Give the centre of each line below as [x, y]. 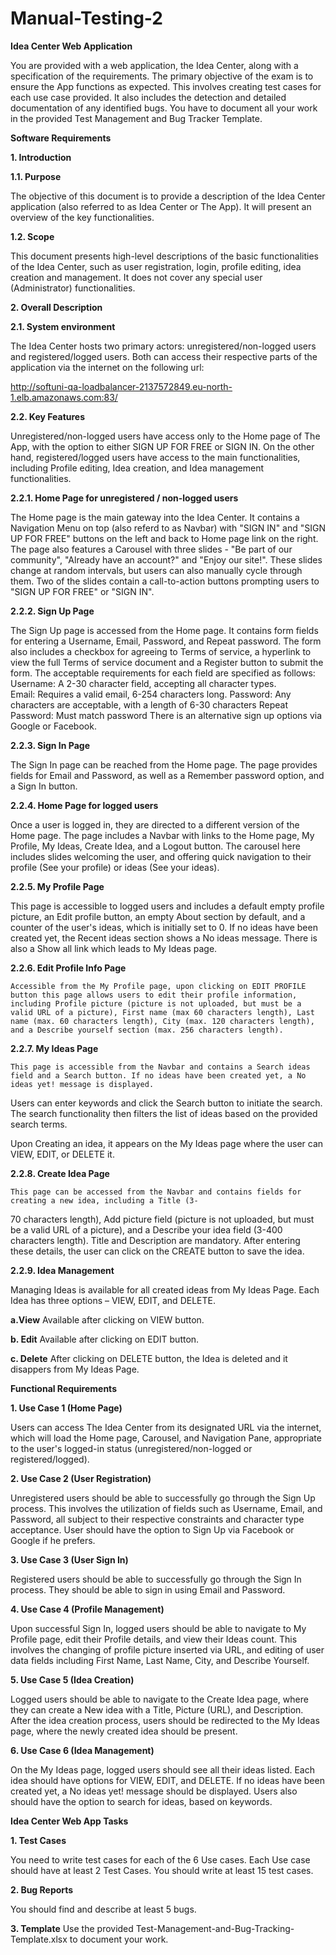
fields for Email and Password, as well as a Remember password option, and [167, 775]
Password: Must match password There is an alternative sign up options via [166, 715]
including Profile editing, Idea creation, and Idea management [137, 468]
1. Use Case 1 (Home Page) [66, 1408]
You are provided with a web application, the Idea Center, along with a [154, 65]
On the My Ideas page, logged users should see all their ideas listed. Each [162, 1769]
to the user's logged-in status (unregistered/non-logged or [131, 1448]
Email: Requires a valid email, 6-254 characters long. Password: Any [151, 694]
